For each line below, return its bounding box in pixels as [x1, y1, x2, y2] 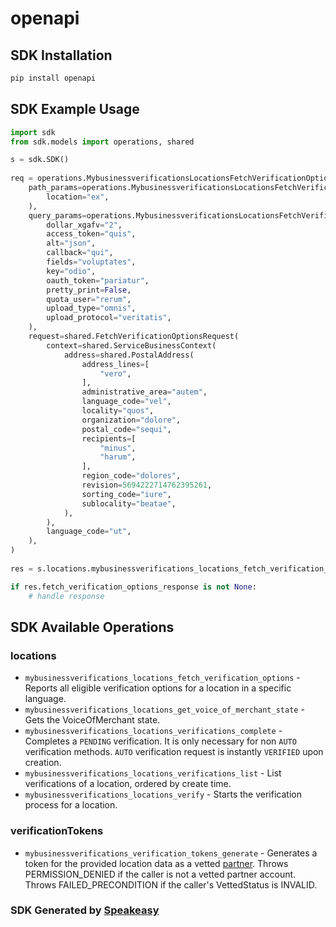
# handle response [28, 591, 105, 601]
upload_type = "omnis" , [46, 303, 137, 314]
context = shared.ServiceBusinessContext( [46, 340, 217, 351]
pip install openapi [10, 73, 97, 83]
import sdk [10, 127, 56, 137]
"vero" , [99, 368, 132, 379]
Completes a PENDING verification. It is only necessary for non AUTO [24, 735, 297, 747]
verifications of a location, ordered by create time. [24, 778, 232, 790]
